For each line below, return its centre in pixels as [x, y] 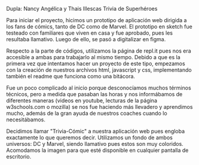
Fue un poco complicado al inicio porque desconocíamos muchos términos [99, 88]
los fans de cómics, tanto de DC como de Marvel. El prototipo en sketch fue [99, 27]
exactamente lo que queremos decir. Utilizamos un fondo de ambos [90, 137]
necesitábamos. [26, 120]
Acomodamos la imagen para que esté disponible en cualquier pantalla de [97, 150]
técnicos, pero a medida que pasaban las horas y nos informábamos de [94, 94]
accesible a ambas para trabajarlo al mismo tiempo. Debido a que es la [93, 57]
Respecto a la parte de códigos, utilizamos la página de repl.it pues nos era [99, 51]
